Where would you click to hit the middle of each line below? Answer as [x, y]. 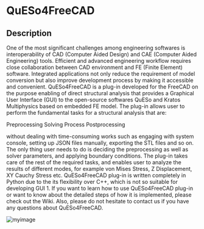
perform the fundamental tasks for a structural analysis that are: [86, 113]
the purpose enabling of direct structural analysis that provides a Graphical [100, 93]
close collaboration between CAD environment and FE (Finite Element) [94, 67]
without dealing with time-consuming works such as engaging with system [100, 136]
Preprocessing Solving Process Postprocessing [66, 125]
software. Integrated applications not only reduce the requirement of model [101, 74]
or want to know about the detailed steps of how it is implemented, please [99, 195]
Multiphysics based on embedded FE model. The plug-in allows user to [96, 106]
